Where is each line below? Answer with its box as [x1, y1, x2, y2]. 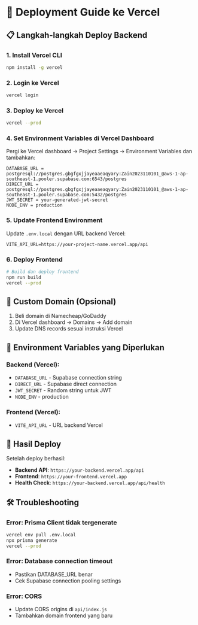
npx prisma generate [6, 537, 58, 544]
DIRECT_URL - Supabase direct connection [14, 380, 117, 388]
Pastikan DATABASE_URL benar [14, 571, 93, 578]
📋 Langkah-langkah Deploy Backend [6, 30, 148, 40]
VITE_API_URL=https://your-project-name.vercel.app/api [6, 241, 148, 247]
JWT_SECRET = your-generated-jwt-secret [6, 197, 109, 203]
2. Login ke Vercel [6, 78, 60, 87]
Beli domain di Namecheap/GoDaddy [14, 313, 106, 320]
